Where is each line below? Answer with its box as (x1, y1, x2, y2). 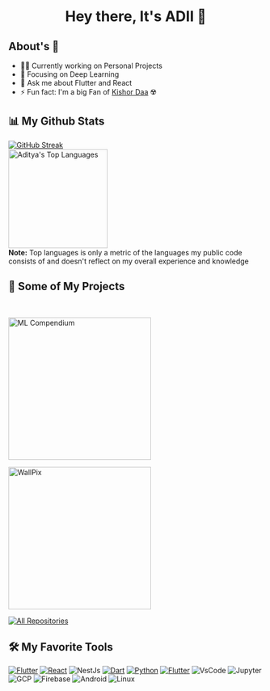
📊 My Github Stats (8, 115, 105, 129)
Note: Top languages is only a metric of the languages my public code (8, 247, 243, 257)
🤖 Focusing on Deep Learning (19, 70, 120, 79)
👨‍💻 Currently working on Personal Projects (19, 61, 163, 70)
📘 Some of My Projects (8, 280, 125, 293)
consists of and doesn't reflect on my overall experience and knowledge (8, 256, 249, 266)
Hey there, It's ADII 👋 (65, 7, 207, 26)
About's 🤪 (8, 40, 60, 53)
